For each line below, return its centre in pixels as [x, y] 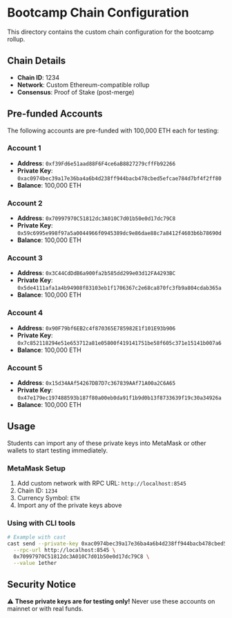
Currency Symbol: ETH [48, 498]
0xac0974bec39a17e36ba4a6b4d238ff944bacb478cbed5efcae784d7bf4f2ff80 [119, 178]
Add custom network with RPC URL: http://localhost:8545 [101, 484]
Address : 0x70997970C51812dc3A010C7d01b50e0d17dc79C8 [96, 218]
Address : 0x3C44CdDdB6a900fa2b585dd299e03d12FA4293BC [96, 273]
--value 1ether [35, 563]
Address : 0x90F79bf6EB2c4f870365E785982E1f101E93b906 [96, 328]
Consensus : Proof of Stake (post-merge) [76, 92]
